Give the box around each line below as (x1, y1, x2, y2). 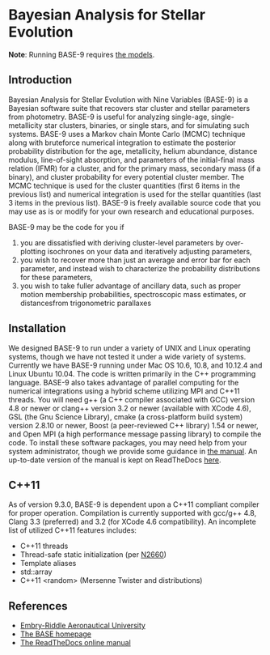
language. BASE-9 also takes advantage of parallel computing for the (8, 377, 239, 387)
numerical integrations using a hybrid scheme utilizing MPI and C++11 (8, 386, 240, 396)
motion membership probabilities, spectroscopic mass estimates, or (19, 289, 247, 299)
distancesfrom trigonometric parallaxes (19, 298, 152, 308)
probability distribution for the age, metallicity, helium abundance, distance (8, 146, 258, 155)
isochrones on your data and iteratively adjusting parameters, (47, 246, 252, 256)
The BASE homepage (19, 629, 91, 639)
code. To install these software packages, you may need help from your (8, 437, 247, 447)
